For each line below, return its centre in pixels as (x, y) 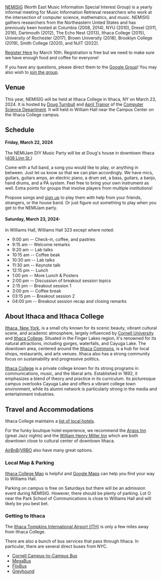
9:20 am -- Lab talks (32, 249)
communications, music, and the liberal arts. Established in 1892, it (71, 374)
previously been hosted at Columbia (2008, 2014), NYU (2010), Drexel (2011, (81, 28)
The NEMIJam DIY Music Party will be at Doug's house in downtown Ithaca (80, 153)
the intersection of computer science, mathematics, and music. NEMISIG (77, 17)
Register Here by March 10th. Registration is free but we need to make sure (80, 52)
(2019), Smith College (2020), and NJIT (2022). (52, 43)
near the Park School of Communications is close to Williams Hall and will (78, 498)
